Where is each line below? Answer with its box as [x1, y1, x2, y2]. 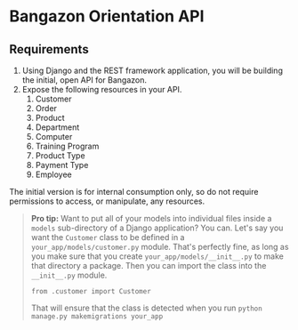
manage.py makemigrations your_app [30, 312, 164, 321]
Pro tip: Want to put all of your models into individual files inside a [30, 213, 272, 223]
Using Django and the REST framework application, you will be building [21, 65, 283, 76]
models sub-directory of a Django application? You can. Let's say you [30, 222, 284, 233]
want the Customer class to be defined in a [30, 232, 185, 242]
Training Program [35, 141, 100, 151]
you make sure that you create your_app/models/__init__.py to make [30, 251, 285, 262]
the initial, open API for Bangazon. [21, 75, 147, 85]
